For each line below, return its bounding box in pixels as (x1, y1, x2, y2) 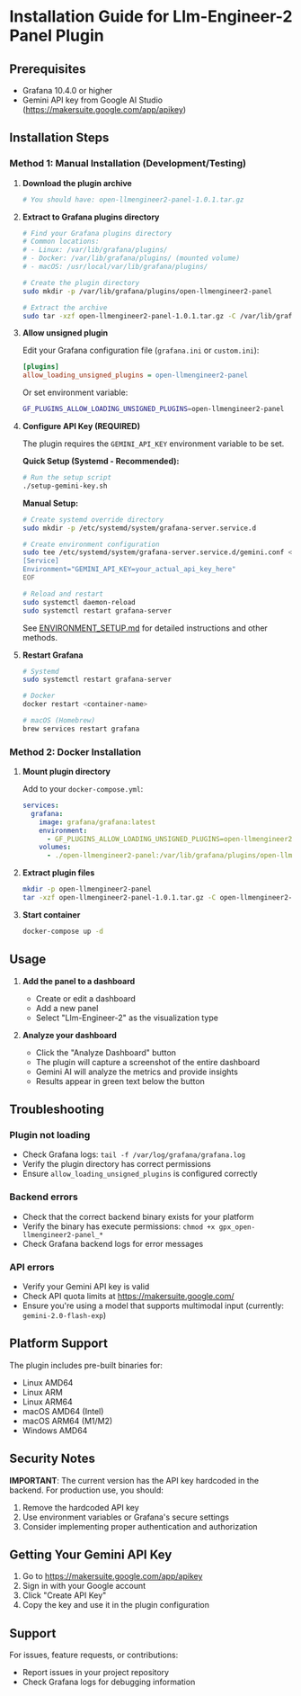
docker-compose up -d (22, 927, 103, 936)
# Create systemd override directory (22, 515, 164, 524)
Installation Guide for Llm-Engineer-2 (9, 6, 293, 27)
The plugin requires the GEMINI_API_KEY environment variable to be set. (22, 438, 285, 449)
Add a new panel (35, 1002, 99, 1013)
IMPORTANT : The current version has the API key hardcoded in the (9, 1475, 259, 1485)
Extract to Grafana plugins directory (22, 211, 160, 222)
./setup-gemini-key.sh (22, 481, 108, 490)
